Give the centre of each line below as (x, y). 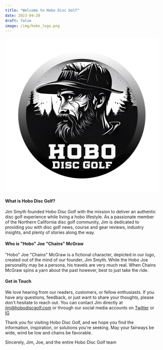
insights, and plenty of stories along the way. (50, 232)
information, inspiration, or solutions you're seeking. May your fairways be (80, 328)
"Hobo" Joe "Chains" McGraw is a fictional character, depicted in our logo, (80, 254)
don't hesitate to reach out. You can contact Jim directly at (64, 302)
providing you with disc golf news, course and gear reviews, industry (74, 227)
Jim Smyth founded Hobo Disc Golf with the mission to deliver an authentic (81, 212)
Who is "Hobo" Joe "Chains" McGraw (44, 244)
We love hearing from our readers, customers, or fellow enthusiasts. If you (80, 292)
